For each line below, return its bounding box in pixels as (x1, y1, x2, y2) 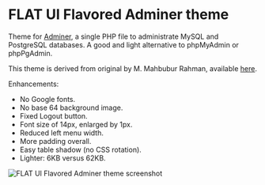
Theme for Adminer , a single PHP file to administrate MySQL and (8, 32, 219, 41)
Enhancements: (8, 79, 59, 89)
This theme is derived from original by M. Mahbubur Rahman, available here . (8, 63, 257, 73)
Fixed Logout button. (19, 111, 89, 120)
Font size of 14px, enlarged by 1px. (19, 119, 133, 129)
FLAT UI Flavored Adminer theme (8, 6, 229, 24)
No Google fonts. (19, 94, 76, 104)
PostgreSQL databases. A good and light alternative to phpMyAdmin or (8, 40, 240, 49)
